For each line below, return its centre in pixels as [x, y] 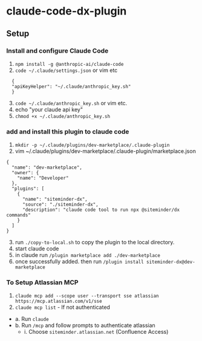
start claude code [37, 248]
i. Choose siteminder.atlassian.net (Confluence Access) [96, 332]
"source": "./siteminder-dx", [60, 205]
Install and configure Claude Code [57, 51]
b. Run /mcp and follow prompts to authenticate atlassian [85, 325]
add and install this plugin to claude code [68, 131]
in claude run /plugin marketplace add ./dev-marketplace [87, 255]
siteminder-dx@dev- [171, 262]
